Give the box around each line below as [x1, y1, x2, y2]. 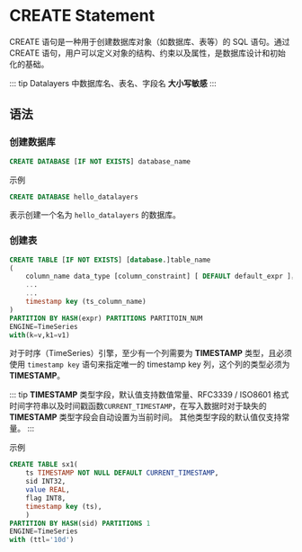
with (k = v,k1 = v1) [9, 330, 70, 340]
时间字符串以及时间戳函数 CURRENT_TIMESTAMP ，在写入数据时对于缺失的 [9, 401, 267, 412]
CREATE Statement [9, 5, 155, 26]
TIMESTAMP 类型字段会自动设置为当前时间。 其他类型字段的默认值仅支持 [9, 412, 282, 423]
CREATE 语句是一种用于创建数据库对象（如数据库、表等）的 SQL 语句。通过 [9, 36, 290, 47]
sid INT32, [25, 477, 67, 486]
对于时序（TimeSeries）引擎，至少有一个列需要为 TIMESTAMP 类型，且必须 [9, 348, 292, 359]
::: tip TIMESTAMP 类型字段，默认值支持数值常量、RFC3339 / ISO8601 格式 [9, 389, 289, 400]
